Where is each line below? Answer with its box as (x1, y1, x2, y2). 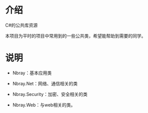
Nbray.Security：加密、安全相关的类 (12, 91, 88, 97)
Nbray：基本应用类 (12, 70, 52, 76)
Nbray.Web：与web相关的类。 (12, 101, 75, 108)
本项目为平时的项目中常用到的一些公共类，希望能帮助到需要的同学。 (5, 33, 146, 39)
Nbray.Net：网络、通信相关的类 (12, 80, 78, 86)
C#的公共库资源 (5, 22, 38, 28)
